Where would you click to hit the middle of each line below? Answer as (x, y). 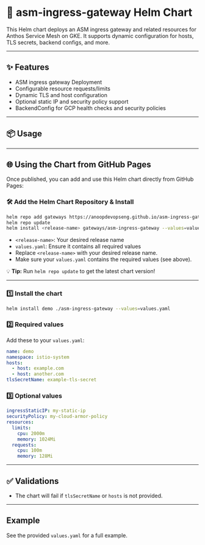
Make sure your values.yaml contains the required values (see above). (103, 260)
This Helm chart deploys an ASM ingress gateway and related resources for (101, 29)
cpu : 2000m (31, 433)
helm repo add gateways (37, 217)
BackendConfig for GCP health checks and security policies (90, 108)
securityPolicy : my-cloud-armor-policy (57, 417)
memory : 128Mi (35, 456)
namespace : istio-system (38, 357)
